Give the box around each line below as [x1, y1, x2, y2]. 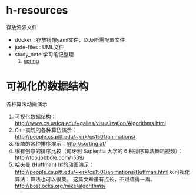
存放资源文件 [6, 23, 37, 31]
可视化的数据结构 [6, 80, 89, 93]
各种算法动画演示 [6, 100, 48, 107]
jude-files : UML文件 [14, 43, 65, 51]
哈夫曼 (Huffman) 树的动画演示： [14, 161, 94, 168]
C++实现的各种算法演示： [14, 126, 78, 133]
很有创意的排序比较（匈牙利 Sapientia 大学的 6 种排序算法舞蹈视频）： [14, 147, 184, 154]
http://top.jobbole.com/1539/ [14, 154, 85, 161]
